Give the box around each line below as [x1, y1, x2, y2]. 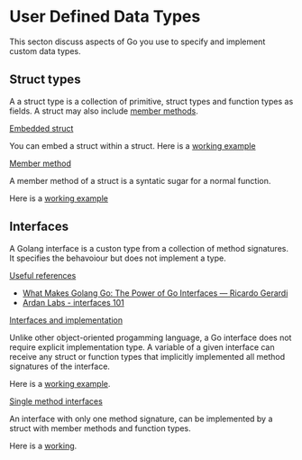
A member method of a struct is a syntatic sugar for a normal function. [9, 175, 271, 186]
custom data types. [9, 45, 81, 56]
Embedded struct [9, 123, 74, 133]
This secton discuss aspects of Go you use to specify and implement [9, 36, 266, 47]
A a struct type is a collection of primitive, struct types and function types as [9, 96, 294, 106]
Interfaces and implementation [9, 314, 124, 326]
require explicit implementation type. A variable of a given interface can [9, 341, 275, 353]
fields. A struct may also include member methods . [9, 106, 198, 116]
